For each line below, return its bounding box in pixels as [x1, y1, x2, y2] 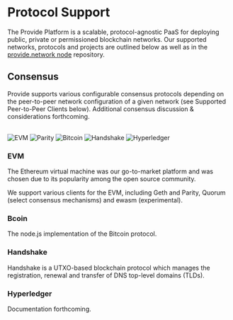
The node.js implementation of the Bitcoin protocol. [7, 229, 157, 238]
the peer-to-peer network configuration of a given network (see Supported [7, 97, 227, 105]
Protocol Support [7, 4, 110, 21]
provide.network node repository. [7, 50, 105, 59]
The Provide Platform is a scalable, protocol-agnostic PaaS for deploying [7, 28, 220, 36]
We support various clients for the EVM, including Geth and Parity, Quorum [7, 188, 226, 197]
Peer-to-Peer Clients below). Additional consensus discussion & [7, 104, 194, 113]
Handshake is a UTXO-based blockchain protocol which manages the [7, 263, 210, 272]
